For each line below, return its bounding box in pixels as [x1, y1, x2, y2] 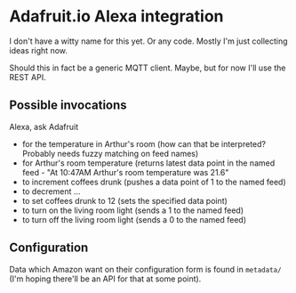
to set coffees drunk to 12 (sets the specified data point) [21, 195, 228, 206]
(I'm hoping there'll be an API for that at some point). [9, 273, 202, 284]
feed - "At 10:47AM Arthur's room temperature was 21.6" [21, 167, 229, 177]
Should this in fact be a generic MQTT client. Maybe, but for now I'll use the [9, 62, 286, 73]
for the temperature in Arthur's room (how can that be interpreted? [21, 138, 267, 149]
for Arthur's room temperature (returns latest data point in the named [21, 158, 276, 168]
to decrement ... [21, 185, 81, 197]
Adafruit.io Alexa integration [9, 6, 224, 27]
